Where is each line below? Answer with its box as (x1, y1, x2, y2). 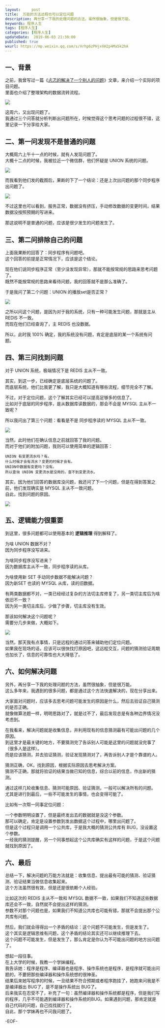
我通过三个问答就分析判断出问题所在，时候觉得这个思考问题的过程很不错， (5, 115, 156, 121)
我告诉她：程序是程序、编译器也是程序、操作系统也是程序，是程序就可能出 (5, 965, 156, 971)
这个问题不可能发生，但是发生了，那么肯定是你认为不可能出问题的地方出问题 (5, 936, 160, 942)
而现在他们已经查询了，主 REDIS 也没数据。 (5, 321, 93, 327)
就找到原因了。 (5, 843, 35, 849)
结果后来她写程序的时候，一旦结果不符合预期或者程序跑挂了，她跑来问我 (5, 978, 151, 984)
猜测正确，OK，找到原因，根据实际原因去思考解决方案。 (5, 762, 119, 768)
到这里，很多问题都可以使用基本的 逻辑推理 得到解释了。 (5, 530, 119, 536)
